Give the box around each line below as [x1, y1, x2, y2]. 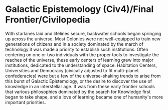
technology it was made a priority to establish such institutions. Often [5, 46, 148, 52]
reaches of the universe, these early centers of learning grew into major [5, 57, 154, 63]
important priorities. [5, 99, 46, 105]
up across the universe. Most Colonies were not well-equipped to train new [5, 36, 160, 42]
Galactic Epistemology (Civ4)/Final [5, 3, 154, 15]
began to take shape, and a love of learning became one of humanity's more [5, 94, 163, 100]
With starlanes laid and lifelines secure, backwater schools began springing [5, 30, 161, 36]
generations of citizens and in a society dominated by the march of [5, 41, 144, 47]
